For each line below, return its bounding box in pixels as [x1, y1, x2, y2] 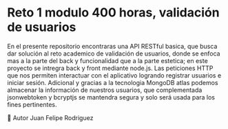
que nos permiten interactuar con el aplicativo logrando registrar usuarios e [7, 71, 222, 80]
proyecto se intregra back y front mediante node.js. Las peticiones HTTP [7, 64, 214, 72]
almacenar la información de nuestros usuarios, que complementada [7, 86, 203, 94]
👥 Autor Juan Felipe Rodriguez [7, 113, 94, 121]
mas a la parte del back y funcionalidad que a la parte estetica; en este [7, 56, 208, 64]
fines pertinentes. [7, 100, 57, 108]
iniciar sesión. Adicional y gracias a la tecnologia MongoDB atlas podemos [7, 78, 218, 86]
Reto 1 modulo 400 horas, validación [7, 5, 220, 21]
